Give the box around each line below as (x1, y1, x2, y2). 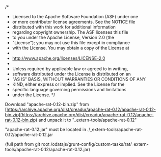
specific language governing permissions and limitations (12, 87, 127, 92)
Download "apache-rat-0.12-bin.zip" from (5, 102, 89, 107)
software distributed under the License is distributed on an (12, 71, 131, 77)
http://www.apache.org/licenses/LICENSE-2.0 (12, 55, 106, 61)
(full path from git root (5, 141, 50, 147)
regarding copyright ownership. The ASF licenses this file (12, 29, 129, 35)
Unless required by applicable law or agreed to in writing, (12, 66, 128, 72)
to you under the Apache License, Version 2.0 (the (12, 34, 114, 40)
